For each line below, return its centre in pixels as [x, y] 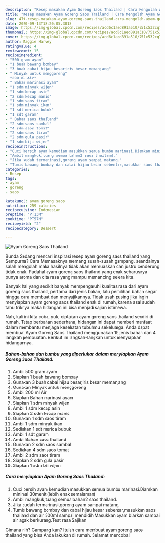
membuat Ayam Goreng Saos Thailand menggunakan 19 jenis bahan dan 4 [81, 332]
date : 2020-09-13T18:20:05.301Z [38, 23]
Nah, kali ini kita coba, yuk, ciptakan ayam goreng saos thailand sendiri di [80, 316]
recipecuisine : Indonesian [33, 210]
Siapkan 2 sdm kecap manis [41, 413]
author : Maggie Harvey [29, 42]
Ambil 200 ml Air [30, 392]
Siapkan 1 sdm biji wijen [36, 465]
